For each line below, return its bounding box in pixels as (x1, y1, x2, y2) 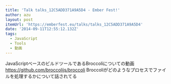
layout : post (5, 17, 33, 22)
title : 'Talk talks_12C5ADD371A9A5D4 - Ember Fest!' (5, 7, 120, 13)
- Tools (10, 41, 27, 46)
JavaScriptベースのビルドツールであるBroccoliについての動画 (5, 60, 135, 67)
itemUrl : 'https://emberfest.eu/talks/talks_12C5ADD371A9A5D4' (5, 22, 143, 27)
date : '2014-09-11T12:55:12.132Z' (5, 27, 79, 32)
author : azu (5, 12, 31, 17)
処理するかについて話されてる (14, 73, 77, 79)
